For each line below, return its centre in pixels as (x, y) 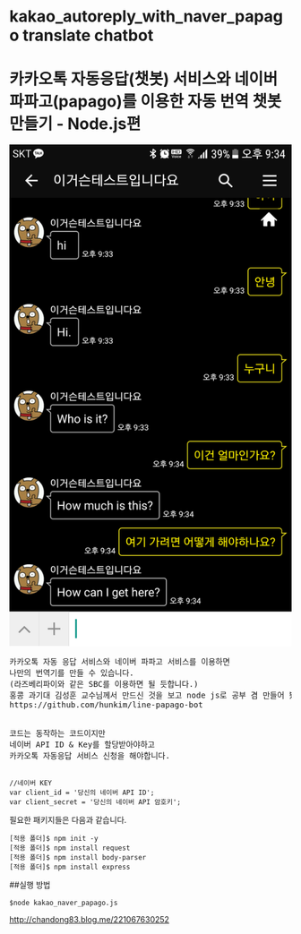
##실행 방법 (30, 885)
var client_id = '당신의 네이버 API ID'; (82, 793)
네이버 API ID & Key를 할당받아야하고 (82, 745)
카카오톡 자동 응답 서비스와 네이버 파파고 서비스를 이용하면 (120, 662)
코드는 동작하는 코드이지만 (57, 733)
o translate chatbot (82, 35)
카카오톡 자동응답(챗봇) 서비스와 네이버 (143, 79)
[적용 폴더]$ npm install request (70, 848)
